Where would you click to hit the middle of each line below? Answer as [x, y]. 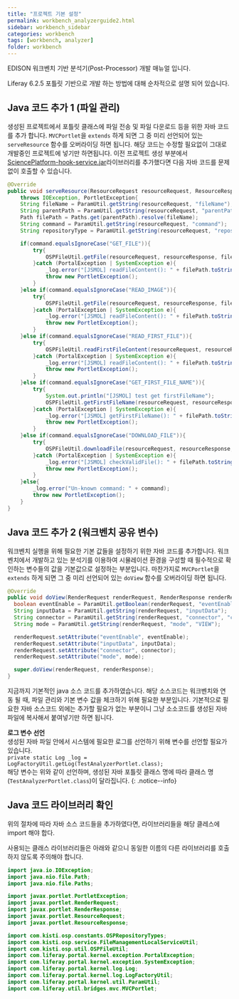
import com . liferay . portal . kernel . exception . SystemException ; [101, 962]
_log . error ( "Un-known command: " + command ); [102, 488]
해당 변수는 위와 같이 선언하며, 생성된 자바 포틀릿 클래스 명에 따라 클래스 [107, 772]
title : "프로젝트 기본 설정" [44, 14]
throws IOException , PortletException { [79, 198]
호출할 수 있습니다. [46, 171]
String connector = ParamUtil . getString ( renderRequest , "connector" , [119, 617]
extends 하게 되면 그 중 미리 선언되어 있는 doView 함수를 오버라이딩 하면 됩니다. [117, 577]
